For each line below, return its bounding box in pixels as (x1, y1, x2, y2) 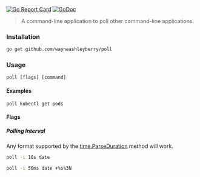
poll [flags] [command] (6, 75, 67, 81)
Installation (6, 32, 41, 41)
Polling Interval (6, 127, 45, 135)
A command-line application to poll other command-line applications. (21, 18, 195, 24)
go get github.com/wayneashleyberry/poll (6, 46, 113, 53)
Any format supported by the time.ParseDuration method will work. (6, 142, 174, 150)
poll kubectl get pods (6, 101, 64, 107)
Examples (6, 87, 32, 95)
